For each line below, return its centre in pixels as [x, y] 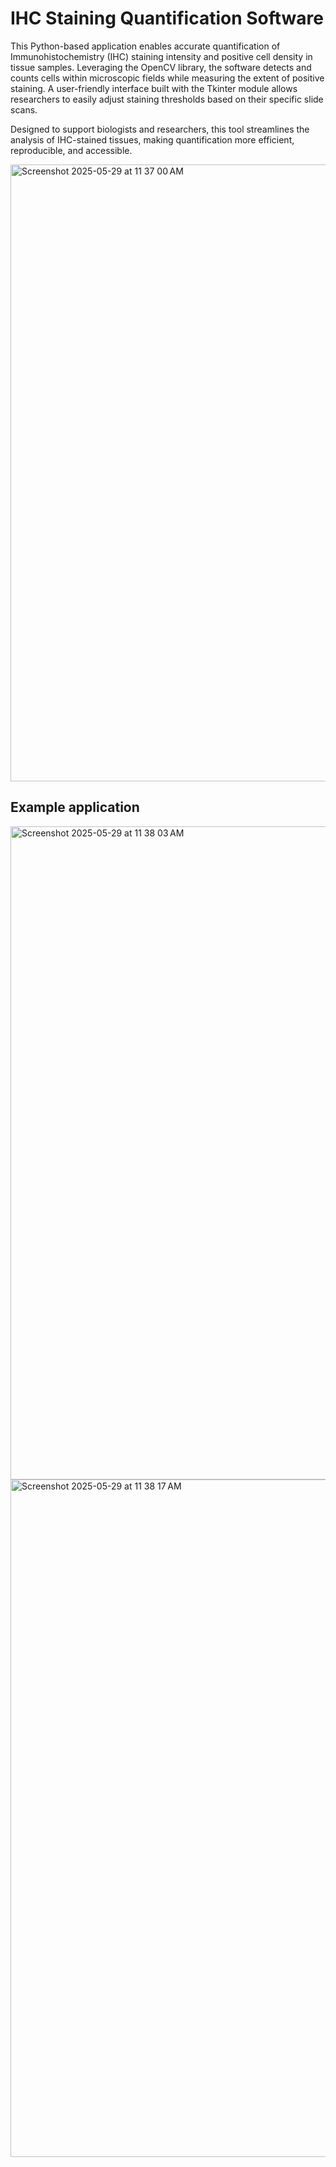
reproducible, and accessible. [71, 150]
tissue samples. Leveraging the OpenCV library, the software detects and [161, 67]
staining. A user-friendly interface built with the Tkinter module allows [154, 88]
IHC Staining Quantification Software [167, 18]
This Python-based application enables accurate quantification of [145, 46]
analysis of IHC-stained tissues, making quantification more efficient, [152, 139]
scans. [24, 109]
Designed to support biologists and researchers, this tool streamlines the [160, 129]
